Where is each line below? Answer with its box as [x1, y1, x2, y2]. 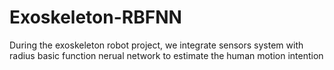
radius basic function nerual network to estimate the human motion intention [9, 49, 324, 61]
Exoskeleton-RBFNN [9, 6, 182, 29]
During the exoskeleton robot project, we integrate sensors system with [9, 39, 304, 51]
